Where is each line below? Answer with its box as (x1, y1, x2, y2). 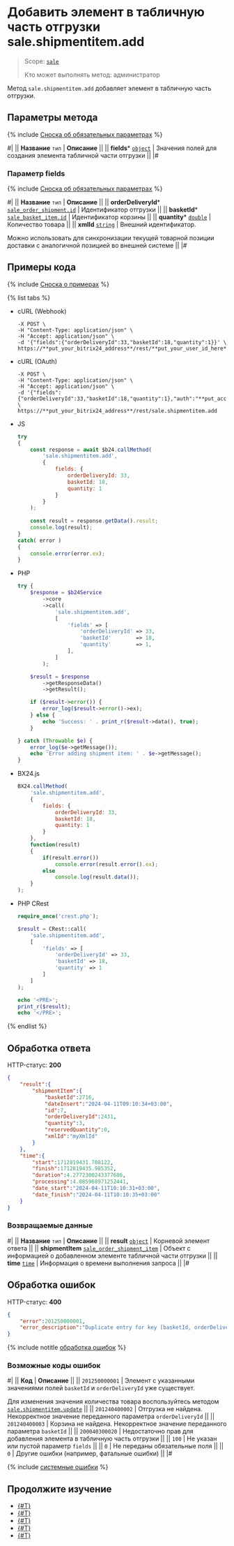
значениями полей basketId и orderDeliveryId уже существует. (7, 1384, 195, 1392)
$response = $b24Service (30, 589, 102, 596)
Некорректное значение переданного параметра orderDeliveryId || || (7, 1412, 214, 1421)
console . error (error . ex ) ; (30, 550, 106, 557)
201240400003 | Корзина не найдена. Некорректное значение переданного (7, 1420, 228, 1428)
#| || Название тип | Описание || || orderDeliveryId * (7, 198, 160, 207)
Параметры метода (7, 112, 98, 124)
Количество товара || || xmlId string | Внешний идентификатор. (7, 221, 196, 229)
